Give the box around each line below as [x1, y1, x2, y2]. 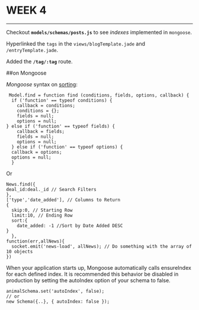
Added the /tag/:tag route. [6, 57, 73, 65]
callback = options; [11, 149, 62, 155]
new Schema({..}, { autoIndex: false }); [6, 298, 110, 305]
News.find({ [6, 181, 36, 187]
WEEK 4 [6, 4, 47, 17]
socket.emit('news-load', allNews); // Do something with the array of [11, 243, 192, 249]
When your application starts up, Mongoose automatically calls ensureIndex [6, 264, 191, 271]
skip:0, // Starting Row [11, 207, 73, 213]
